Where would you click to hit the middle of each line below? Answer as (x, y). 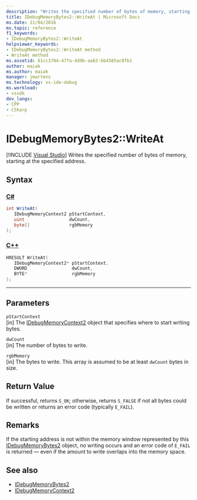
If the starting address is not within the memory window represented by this (98, 439)
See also (22, 470)
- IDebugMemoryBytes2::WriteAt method (53, 50)
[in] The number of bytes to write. (47, 345)
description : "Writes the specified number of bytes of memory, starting (98, 11)
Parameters (28, 303)
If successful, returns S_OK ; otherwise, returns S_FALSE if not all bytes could (96, 400)
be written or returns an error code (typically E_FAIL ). (70, 407)
